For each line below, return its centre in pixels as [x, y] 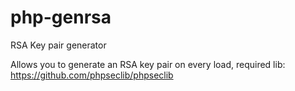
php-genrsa [61, 17]
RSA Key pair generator [58, 45]
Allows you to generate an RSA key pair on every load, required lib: [148, 64]
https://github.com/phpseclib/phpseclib [92, 75]
